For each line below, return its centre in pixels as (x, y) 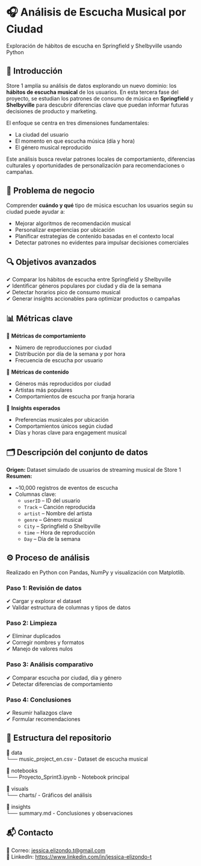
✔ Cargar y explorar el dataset (44, 601)
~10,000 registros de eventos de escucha (66, 488)
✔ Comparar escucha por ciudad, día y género (64, 678)
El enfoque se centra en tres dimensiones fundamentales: (78, 123)
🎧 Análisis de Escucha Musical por (96, 12)
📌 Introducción (34, 71)
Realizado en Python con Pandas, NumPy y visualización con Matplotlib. (96, 572)
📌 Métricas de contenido (38, 372)
